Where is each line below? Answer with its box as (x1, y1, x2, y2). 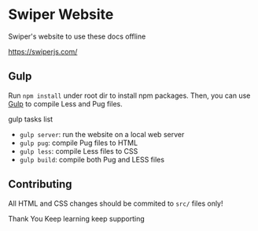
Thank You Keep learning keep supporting (8, 214, 146, 223)
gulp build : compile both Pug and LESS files (19, 155, 165, 164)
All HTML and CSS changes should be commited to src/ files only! (8, 199, 223, 208)
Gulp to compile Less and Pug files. (8, 99, 123, 108)
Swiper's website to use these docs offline (8, 32, 146, 41)
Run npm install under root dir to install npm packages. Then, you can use (8, 91, 251, 100)
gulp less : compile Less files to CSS (19, 146, 138, 155)
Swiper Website (8, 6, 114, 24)
